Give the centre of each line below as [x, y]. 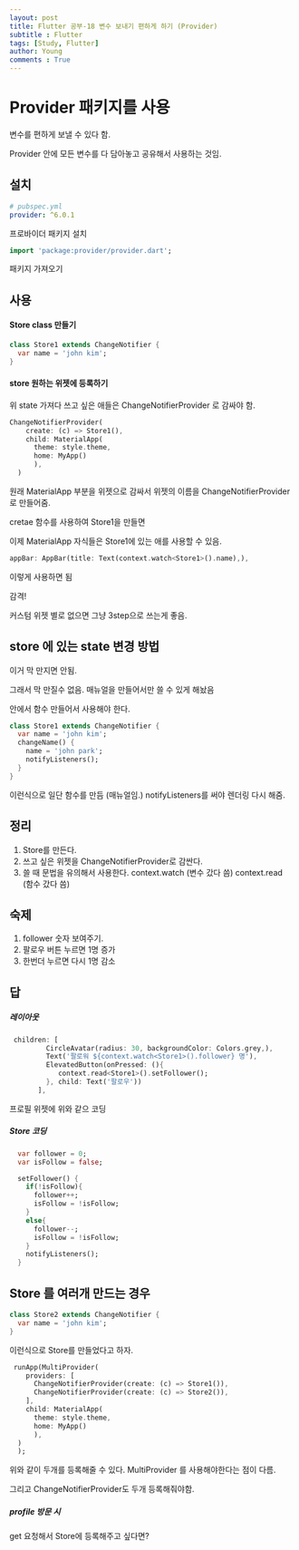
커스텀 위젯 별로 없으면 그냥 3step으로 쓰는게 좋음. [98, 615]
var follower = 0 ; [53, 1153]
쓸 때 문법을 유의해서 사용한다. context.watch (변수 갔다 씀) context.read [153, 872]
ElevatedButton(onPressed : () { [105, 1065]
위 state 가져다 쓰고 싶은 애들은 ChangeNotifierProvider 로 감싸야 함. [132, 405]
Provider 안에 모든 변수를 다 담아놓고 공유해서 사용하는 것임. [116, 153]
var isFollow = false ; [60, 1162]
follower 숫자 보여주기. [63, 938]
